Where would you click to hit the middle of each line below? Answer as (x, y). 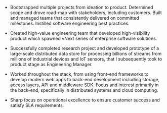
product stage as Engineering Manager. (51, 64)
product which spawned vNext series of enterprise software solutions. (83, 38)
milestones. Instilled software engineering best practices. (70, 23)
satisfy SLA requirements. (37, 105)
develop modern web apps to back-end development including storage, (85, 79)
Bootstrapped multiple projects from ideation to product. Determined (81, 7)
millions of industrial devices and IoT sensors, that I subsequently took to (86, 59)
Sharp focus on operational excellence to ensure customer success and (85, 100)
